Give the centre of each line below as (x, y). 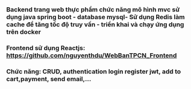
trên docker (23, 32)
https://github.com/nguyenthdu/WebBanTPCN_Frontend (92, 55)
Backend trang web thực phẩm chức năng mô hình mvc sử (93, 10)
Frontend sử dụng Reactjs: (46, 48)
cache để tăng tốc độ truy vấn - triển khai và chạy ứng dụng (95, 24)
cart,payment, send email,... (49, 79)
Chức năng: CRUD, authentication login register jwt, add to (94, 71)
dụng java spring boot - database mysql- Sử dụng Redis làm (95, 17)
